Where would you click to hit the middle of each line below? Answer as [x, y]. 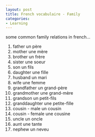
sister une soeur [29, 62]
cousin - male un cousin [37, 109]
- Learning [17, 23]
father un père [27, 46]
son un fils [23, 67]
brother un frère [29, 57]
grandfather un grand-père [40, 88]
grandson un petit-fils [35, 98]
